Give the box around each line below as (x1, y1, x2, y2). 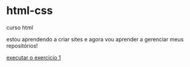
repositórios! (6, 42, 38, 49)
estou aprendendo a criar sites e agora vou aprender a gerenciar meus (6, 35, 184, 43)
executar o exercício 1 (6, 54, 61, 61)
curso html (6, 24, 33, 31)
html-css (6, 4, 53, 18)
